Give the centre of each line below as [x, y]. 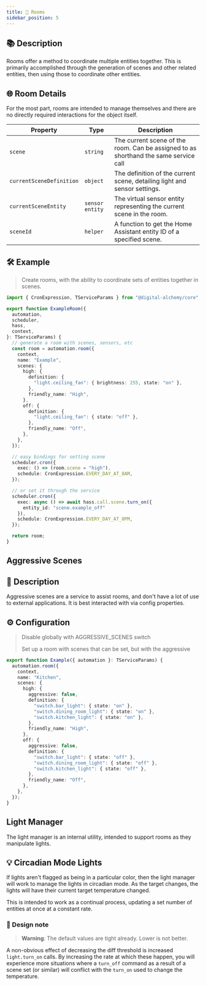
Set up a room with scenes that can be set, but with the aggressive [106, 649]
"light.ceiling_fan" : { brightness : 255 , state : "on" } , [108, 383]
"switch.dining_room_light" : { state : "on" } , [94, 712]
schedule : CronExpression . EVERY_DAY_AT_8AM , [75, 474]
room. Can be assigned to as [155, 148]
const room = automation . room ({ [53, 348]
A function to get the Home [153, 224]
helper [94, 232]
